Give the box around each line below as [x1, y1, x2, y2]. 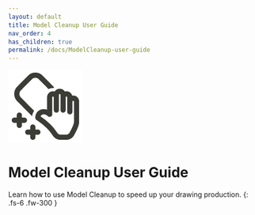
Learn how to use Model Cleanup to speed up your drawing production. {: [8, 190, 249, 199]
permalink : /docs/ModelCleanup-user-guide [8, 46, 150, 55]
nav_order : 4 [8, 29, 51, 37]
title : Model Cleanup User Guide [8, 21, 119, 29]
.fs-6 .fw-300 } [8, 198, 58, 208]
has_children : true [8, 38, 73, 46]
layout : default [8, 13, 62, 21]
